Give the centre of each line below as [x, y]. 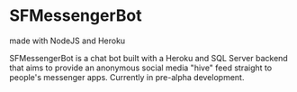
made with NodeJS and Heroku [67, 41]
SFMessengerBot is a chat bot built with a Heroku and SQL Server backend [148, 58]
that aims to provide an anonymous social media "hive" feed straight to [141, 68]
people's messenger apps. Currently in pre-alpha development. [127, 77]
